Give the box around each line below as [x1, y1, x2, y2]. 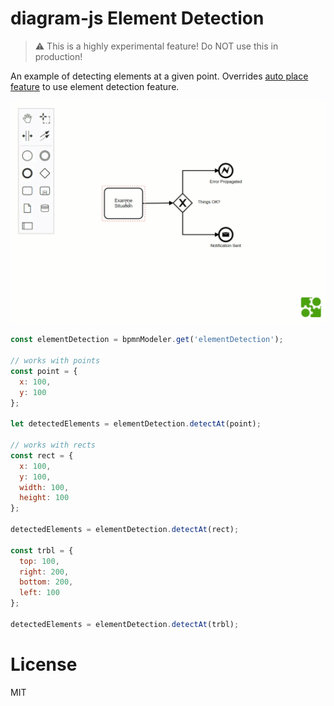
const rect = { [10, 450, 74, 461]
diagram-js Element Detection [10, 7, 265, 30]
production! [34, 50, 83, 62]
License [10, 653, 78, 676]
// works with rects [10, 440, 97, 451]
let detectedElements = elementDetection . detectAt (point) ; [10, 419, 262, 429]
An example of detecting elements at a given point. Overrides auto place [10, 70, 309, 82]
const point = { [10, 366, 78, 376]
